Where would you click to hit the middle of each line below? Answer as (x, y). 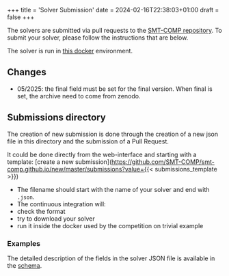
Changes (27, 72)
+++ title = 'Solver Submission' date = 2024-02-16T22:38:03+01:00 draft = (113, 10)
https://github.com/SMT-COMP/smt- (163, 162)
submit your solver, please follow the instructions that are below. (98, 38)
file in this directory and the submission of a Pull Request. (88, 141)
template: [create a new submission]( (59, 162)
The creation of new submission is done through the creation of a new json (113, 134)
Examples (24, 243)
